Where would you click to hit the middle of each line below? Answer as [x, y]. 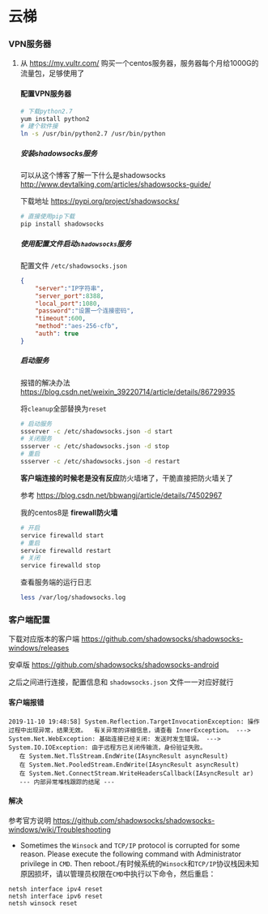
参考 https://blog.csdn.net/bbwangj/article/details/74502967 [121, 495]
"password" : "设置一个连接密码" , [85, 311]
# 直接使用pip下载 [47, 217]
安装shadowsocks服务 [58, 153]
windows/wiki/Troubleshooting [60, 830]
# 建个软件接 [39, 127]
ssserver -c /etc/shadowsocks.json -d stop [95, 446]
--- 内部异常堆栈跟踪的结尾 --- [67, 782]
